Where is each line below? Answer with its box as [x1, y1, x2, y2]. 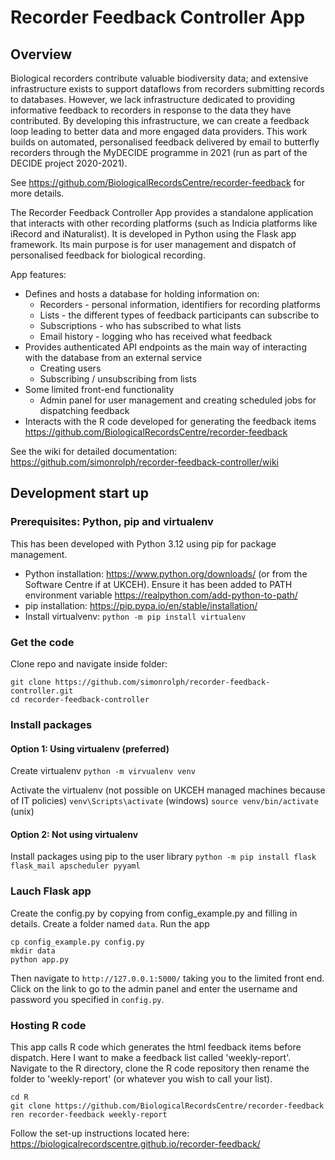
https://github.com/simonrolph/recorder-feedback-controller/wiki [10, 456, 280, 468]
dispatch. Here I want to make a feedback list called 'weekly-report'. [10, 1051, 292, 1063]
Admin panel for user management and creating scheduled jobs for [39, 394, 317, 406]
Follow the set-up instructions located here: [10, 1127, 190, 1139]
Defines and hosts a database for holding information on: [24, 288, 260, 300]
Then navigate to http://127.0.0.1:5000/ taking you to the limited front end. [10, 972, 325, 984]
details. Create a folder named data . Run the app [10, 917, 210, 930]
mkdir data [10, 946, 56, 956]
